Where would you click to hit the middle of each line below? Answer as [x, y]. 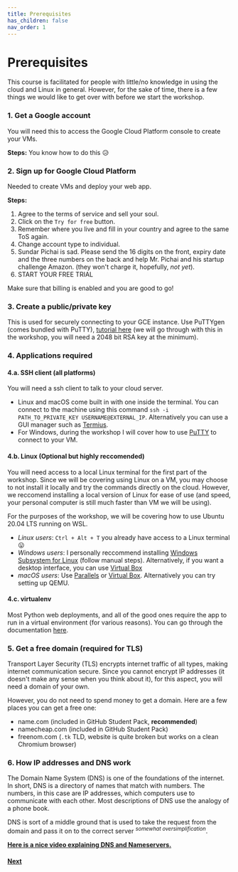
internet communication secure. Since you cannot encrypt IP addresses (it [116, 671]
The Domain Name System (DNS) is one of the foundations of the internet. [116, 778]
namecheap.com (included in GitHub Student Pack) [93, 729]
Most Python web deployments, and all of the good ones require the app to [117, 615]
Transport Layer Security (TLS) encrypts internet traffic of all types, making [118, 664]
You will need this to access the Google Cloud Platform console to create [114, 131]
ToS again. [33, 236]
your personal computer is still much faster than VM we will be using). [109, 502]
